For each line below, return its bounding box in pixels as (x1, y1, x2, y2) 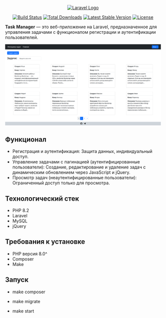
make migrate (12, 298, 41, 304)
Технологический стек (5, 194, 80, 203)
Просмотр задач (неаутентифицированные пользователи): (12, 175, 137, 181)
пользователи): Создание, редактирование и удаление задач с (12, 164, 146, 170)
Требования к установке (5, 238, 85, 246)
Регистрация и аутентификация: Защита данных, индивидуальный (12, 149, 153, 155)
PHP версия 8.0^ (12, 251, 48, 257)
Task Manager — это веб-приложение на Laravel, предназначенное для (5, 24, 157, 30)
